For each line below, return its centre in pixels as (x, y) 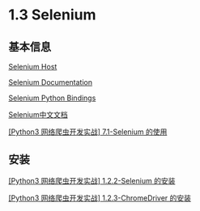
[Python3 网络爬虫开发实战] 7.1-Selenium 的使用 (88, 132)
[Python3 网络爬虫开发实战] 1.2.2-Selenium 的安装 (92, 180)
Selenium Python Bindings (52, 98)
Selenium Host (33, 67)
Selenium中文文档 (38, 114)
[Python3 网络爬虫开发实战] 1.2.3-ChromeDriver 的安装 (100, 198)
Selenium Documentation (51, 82)
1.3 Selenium (52, 15)
